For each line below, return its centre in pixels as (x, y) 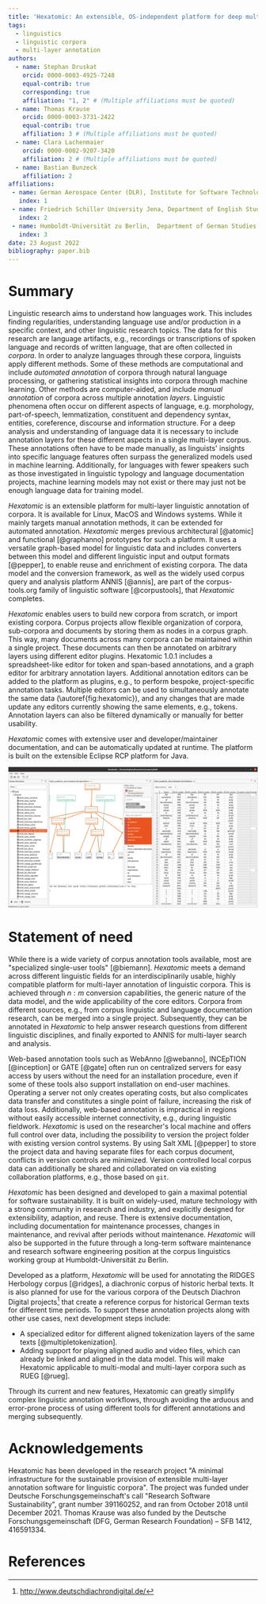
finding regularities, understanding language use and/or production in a (125, 322)
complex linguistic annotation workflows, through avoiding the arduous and (131, 1400)
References (47, 1562)
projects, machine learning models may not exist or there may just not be (127, 482)
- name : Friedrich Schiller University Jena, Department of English (127, 210)
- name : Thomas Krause (53, 109)
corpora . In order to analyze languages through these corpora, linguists (125, 356)
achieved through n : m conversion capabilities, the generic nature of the (127, 993)
